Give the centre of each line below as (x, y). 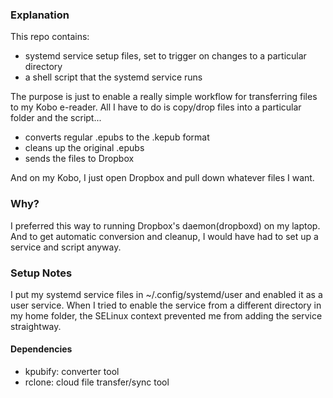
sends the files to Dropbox (79, 159)
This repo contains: (50, 37)
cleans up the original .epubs (84, 148)
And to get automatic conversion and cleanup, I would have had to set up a (164, 236)
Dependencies (41, 349)
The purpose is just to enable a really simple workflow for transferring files (164, 97)
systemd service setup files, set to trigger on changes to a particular (165, 56)
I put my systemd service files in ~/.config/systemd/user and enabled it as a (166, 294)
